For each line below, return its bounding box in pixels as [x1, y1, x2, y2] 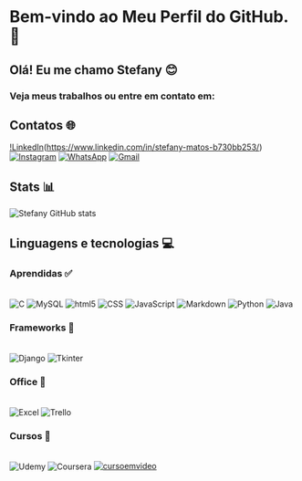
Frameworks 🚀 [9, 321, 75, 334]
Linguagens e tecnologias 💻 [9, 235, 175, 251]
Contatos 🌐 [9, 117, 76, 133]
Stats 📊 [9, 179, 56, 194]
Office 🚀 [9, 376, 47, 389]
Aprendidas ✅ [9, 267, 73, 280]
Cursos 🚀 [9, 430, 51, 443]
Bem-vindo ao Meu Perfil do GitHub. [9, 6, 289, 27]
